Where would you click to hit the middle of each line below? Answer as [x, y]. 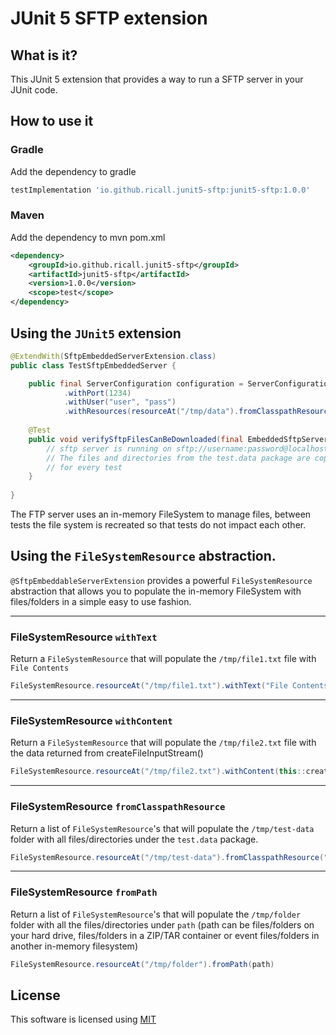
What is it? [44, 55]
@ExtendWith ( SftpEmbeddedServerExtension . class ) [113, 356]
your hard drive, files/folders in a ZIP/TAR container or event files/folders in [165, 935]
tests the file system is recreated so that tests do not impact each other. [158, 525]
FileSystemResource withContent [91, 720]
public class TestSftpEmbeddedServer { [93, 365]
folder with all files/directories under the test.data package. [134, 839]
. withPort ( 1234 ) [97, 393]
